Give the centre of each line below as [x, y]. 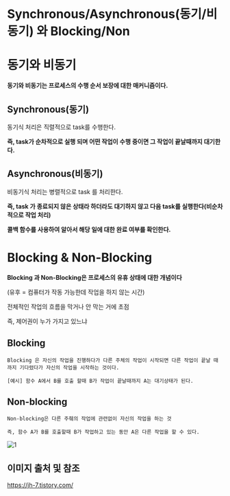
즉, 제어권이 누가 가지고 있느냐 [47, 321]
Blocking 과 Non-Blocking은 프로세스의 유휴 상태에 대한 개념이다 [95, 277]
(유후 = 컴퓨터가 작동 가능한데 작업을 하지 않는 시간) [76, 292]
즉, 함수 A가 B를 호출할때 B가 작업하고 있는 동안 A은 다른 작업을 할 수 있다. [103, 432]
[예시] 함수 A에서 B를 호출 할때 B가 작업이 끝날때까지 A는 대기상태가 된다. [100, 381]
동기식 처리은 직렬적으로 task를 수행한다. [62, 127]
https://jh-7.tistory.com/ [40, 485]
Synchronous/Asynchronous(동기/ [107, 14]
